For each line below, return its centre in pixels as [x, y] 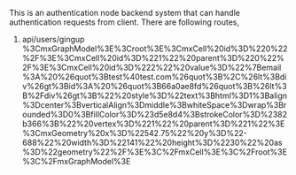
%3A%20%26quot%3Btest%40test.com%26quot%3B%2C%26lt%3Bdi [154, 77]
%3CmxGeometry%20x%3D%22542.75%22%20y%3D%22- [135, 133]
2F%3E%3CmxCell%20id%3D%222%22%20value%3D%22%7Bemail [152, 67]
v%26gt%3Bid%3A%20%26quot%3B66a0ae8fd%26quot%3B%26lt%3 [154, 86]
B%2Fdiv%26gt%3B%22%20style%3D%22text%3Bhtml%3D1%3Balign [155, 95]
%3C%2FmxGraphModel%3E [76, 161]
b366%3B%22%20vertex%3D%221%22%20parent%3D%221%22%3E [153, 124]
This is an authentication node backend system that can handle [125, 13]
